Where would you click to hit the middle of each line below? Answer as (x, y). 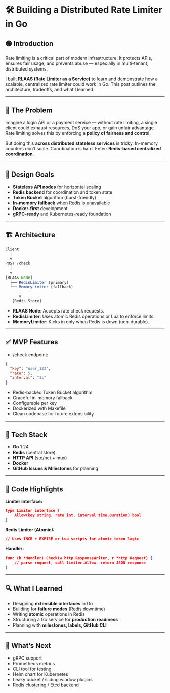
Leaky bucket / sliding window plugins (52, 679)
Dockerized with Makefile (39, 408)
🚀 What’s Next (28, 646)
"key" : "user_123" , (30, 368)
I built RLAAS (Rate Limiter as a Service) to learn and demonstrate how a (81, 79)
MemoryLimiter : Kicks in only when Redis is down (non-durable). (81, 321)
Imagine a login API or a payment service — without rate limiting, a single (81, 122)
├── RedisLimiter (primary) (39, 282)
